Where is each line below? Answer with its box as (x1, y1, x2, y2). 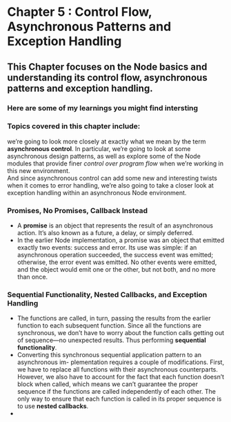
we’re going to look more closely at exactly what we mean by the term (7, 137, 206, 145)
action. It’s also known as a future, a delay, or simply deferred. (17, 229, 194, 237)
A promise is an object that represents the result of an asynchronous (17, 221, 214, 230)
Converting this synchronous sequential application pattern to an (17, 351, 202, 359)
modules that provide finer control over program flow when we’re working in (7, 159, 224, 168)
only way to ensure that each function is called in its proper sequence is (17, 394, 222, 403)
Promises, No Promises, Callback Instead (7, 205, 148, 215)
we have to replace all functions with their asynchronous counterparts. (17, 365, 219, 374)
